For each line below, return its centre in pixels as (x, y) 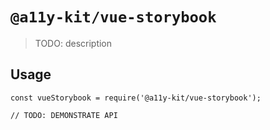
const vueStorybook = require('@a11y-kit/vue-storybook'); (136, 98)
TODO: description (73, 43)
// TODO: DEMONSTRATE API (64, 115)
